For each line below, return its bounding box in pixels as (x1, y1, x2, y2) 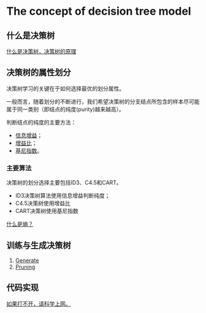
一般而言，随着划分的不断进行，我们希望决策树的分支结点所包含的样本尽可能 (6, 98, 200, 105)
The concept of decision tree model (6, 4, 191, 18)
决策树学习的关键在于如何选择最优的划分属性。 (6, 85, 124, 92)
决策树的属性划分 (6, 68, 71, 78)
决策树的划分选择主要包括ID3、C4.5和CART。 (6, 179, 123, 187)
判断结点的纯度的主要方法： (6, 118, 77, 126)
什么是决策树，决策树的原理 (6, 48, 77, 55)
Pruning (15, 263, 36, 271)
